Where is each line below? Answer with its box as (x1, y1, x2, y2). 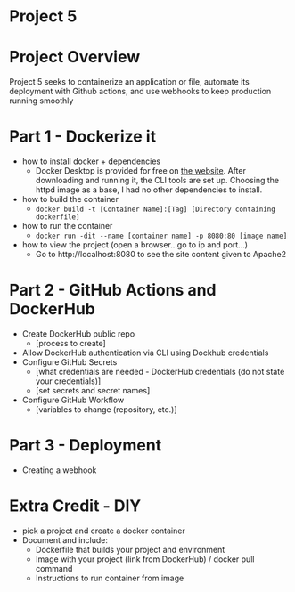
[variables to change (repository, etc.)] (35, 404, 177, 415)
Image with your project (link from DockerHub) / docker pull (35, 554, 255, 564)
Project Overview (9, 47, 141, 68)
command (35, 563, 73, 573)
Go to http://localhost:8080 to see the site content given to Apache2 (35, 249, 287, 260)
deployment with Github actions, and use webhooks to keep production (9, 86, 272, 97)
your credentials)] (35, 376, 102, 386)
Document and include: (21, 534, 109, 545)
